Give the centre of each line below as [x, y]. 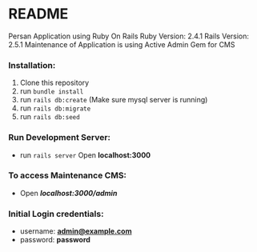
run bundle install [52, 91]
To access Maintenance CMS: [67, 175]
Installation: [32, 65]
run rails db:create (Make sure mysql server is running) [114, 100]
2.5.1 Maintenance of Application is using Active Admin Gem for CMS [122, 44]
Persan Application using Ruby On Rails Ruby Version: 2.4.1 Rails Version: [129, 36]
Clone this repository [54, 83]
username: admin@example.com [76, 231]
